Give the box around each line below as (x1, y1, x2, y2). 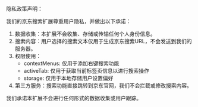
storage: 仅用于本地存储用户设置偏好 (23, 74, 114, 82)
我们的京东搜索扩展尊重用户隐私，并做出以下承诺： (6, 18, 131, 25)
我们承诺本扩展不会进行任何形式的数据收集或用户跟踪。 (6, 95, 142, 102)
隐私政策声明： (6, 5, 43, 12)
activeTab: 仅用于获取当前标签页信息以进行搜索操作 (23, 67, 150, 74)
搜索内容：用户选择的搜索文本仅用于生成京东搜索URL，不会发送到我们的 (14, 38, 192, 44)
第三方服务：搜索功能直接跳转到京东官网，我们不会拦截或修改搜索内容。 (14, 82, 192, 89)
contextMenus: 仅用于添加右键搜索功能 (23, 60, 120, 67)
